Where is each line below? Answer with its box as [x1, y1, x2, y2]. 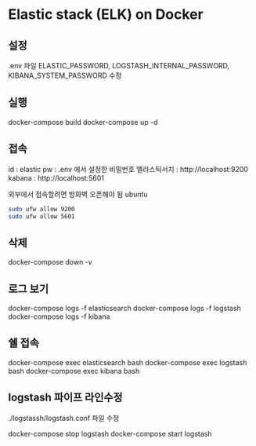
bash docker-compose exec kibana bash [8, 366, 140, 375]
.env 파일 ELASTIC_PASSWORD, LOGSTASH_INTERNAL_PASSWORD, [8, 61, 230, 70]
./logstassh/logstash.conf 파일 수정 [8, 413, 120, 422]
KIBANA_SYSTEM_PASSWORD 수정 [8, 71, 122, 80]
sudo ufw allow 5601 [8, 212, 76, 221]
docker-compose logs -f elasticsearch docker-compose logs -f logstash [8, 304, 241, 313]
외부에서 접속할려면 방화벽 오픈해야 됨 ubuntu [8, 189, 148, 199]
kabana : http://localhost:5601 [8, 173, 104, 182]
